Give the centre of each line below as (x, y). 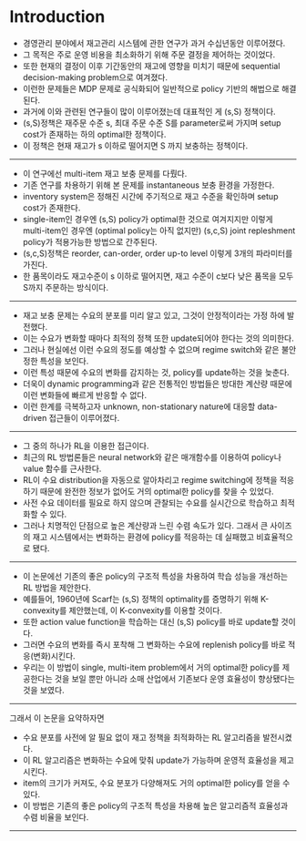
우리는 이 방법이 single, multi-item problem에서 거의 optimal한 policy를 (151, 667)
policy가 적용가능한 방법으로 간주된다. (90, 241)
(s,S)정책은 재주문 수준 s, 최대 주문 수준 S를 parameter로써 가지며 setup (152, 123)
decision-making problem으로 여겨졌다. (95, 77)
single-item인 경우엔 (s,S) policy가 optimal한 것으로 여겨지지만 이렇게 (148, 219)
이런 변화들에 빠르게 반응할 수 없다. (85, 395)
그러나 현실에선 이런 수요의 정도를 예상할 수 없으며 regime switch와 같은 (151, 349)
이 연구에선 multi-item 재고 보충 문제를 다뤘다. (105, 173)
